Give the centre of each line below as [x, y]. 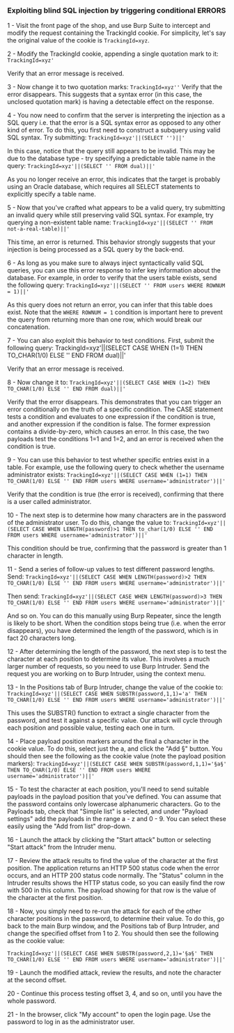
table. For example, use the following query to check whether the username [116, 467]
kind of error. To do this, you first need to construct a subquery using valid [114, 130]
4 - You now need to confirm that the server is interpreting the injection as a [116, 115]
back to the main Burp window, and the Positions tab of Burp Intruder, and [113, 926]
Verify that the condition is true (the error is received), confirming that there [116, 494]
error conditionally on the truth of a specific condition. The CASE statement [115, 409]
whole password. [32, 1001]
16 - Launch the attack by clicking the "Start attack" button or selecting [109, 840]
